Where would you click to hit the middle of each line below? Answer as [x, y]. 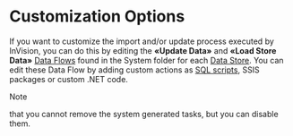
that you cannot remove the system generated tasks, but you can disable [144, 114]
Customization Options [97, 17]
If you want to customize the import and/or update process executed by [142, 41]
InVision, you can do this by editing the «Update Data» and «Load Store [143, 50]
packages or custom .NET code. [69, 79]
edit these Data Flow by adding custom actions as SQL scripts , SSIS [134, 70]
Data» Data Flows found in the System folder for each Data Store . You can [146, 60]
